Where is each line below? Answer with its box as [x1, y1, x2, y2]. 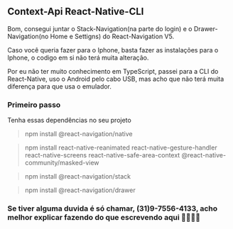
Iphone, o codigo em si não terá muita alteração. [7, 53, 149, 62]
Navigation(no [7, 32, 49, 40]
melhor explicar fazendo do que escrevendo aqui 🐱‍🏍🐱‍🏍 [7, 213, 201, 223]
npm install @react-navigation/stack [24, 172, 131, 181]
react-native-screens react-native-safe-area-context [24, 151, 180, 160]
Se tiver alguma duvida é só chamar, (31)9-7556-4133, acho [7, 203, 218, 213]
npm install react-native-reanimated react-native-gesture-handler [24, 143, 218, 152]
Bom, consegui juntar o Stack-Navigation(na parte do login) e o [7, 24, 193, 33]
